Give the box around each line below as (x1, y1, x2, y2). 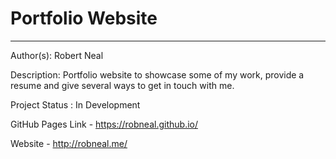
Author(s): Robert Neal (10, 49, 104, 61)
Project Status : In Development (10, 98, 141, 111)
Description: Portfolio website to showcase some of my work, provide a (10, 68, 305, 81)
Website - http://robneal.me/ (10, 137, 128, 149)
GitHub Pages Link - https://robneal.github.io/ (10, 118, 198, 130)
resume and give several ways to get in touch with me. (10, 79, 235, 91)
